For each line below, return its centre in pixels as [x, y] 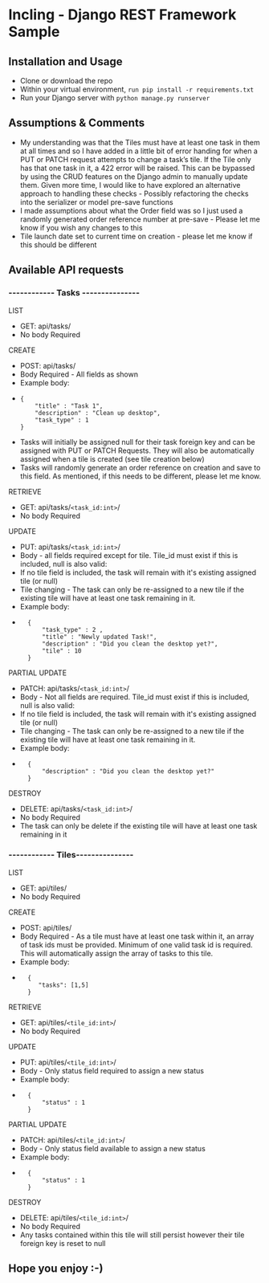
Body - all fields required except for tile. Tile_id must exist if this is [129, 555]
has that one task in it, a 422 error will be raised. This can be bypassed [137, 168]
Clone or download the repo [66, 81]
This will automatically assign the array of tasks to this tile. [116, 953]
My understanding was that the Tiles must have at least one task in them [140, 142]
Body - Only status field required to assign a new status [112, 1070]
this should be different [58, 244]
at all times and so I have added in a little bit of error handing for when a [139, 151]
